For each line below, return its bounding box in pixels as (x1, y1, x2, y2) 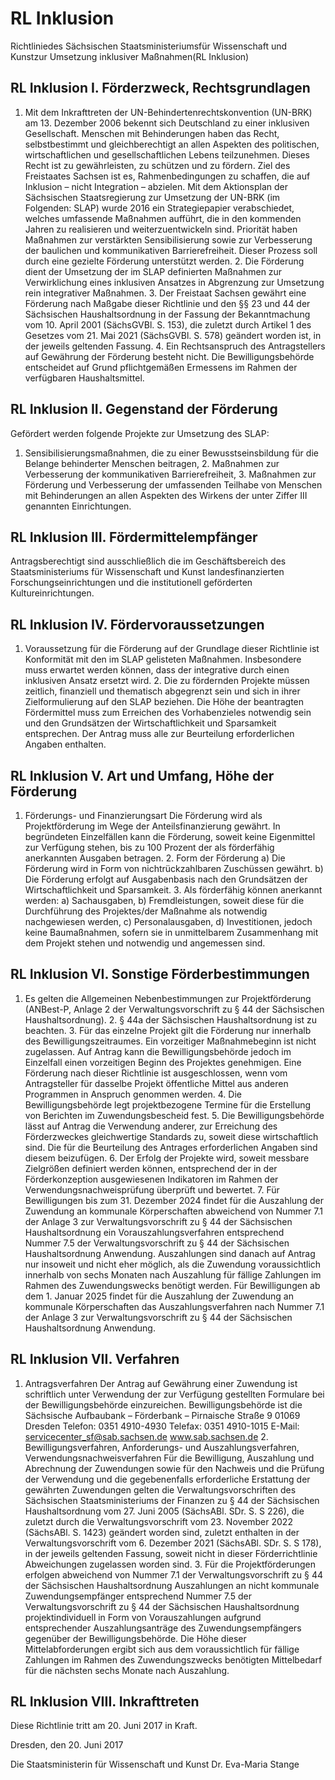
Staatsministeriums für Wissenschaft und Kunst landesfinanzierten (10, 566, 285, 578)
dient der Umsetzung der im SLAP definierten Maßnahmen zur (24, 265, 283, 277)
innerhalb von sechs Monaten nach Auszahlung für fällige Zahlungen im (24, 1268, 322, 1281)
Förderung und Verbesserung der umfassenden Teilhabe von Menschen (24, 478, 323, 491)
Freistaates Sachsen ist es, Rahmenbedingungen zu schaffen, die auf (24, 170, 311, 182)
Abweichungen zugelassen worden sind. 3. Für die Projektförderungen (24, 1558, 316, 1570)
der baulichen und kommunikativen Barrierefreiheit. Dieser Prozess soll (24, 244, 318, 256)
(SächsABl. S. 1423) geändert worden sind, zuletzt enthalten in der (24, 1526, 300, 1538)
